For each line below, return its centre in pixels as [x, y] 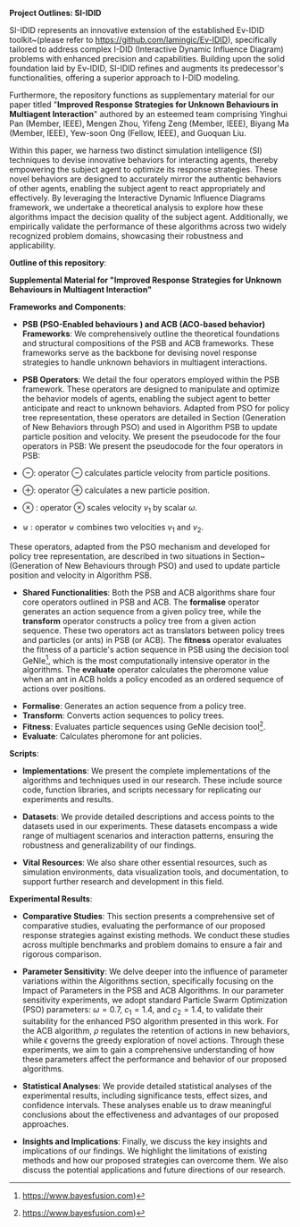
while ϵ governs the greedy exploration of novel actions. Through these [153, 1040]
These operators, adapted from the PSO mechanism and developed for [140, 546]
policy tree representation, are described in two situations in [120, 556]
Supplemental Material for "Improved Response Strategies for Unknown [146, 280]
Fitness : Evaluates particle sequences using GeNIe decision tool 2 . [144, 726]
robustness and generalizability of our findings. [109, 845]
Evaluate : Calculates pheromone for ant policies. [112, 736]
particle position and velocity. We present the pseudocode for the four [151, 436]
